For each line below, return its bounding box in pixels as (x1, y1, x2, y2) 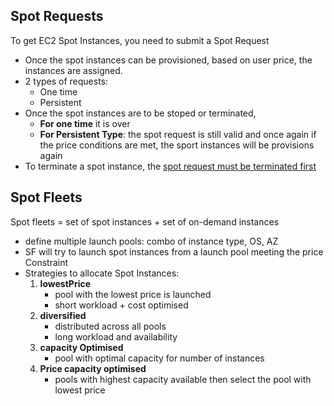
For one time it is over (39, 117, 131, 129)
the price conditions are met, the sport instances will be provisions (39, 139, 315, 151)
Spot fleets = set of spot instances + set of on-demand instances (10, 215, 280, 228)
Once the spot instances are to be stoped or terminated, (24, 107, 257, 119)
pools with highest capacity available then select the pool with (54, 373, 312, 385)
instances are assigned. (24, 64, 123, 76)
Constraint (24, 256, 69, 268)
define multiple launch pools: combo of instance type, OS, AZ (24, 235, 279, 247)
